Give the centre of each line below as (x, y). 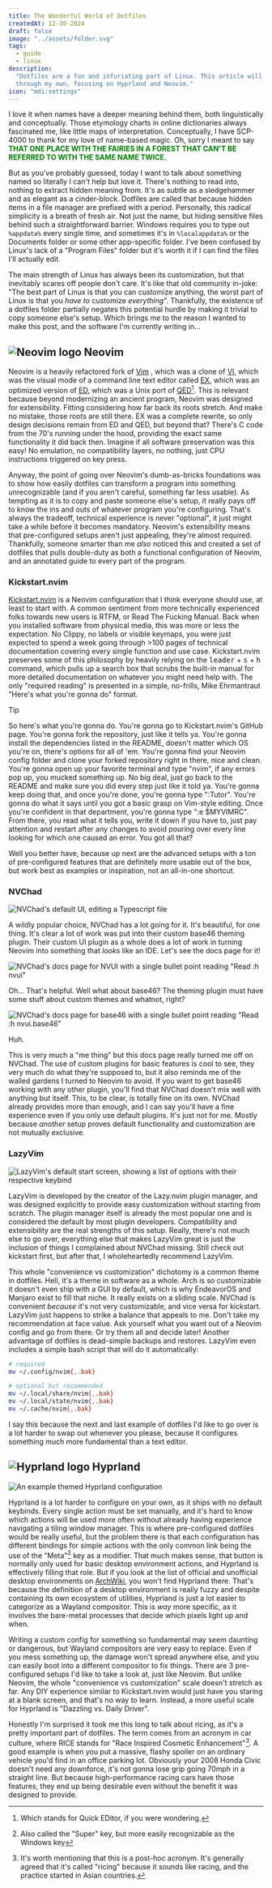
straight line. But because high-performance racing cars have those (121, 1778)
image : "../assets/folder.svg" (61, 39)
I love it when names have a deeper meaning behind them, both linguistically (136, 114)
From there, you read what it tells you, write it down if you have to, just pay (133, 820)
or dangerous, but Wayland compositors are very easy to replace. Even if (130, 1648)
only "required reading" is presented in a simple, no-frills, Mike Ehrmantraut (134, 686)
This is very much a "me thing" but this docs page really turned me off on (131, 1055)
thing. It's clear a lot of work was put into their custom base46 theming (127, 934)
